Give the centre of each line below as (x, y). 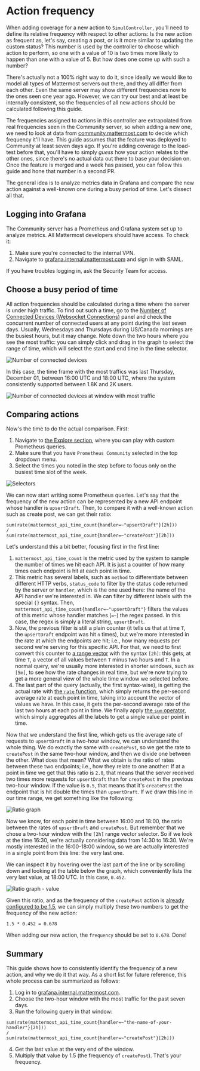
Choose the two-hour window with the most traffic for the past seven (100, 999)
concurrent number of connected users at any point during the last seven (96, 323)
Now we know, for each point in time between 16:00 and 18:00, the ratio (94, 821)
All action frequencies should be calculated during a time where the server (98, 304)
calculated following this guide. (44, 109)
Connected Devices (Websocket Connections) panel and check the (89, 316)
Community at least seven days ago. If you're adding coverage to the (91, 146)
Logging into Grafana (46, 214)
